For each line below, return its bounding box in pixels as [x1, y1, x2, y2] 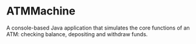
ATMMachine [6, 4, 76, 18]
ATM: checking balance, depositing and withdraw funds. [6, 30, 148, 37]
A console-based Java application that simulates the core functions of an [6, 24, 190, 31]
